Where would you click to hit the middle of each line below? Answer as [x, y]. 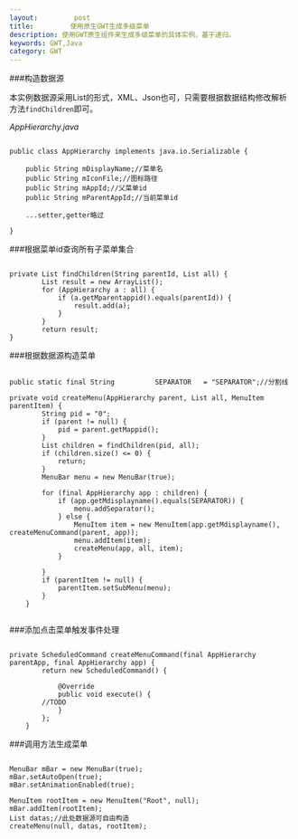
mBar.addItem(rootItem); [56, 809]
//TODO [54, 702]
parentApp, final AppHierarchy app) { [82, 663]
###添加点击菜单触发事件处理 [65, 630]
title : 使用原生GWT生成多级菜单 [79, 26]
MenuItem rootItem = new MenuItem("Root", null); [105, 801]
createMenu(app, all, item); [128, 548]
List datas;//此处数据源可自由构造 [69, 819]
